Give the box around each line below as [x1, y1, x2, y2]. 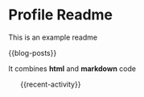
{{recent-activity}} [19, 79, 81, 89]
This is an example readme [8, 32, 98, 42]
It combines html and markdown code [8, 63, 137, 74]
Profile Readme [8, 6, 113, 24]
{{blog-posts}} [8, 48, 57, 57]
